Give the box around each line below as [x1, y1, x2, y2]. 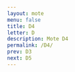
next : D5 [7, 55, 32, 62]
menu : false [7, 16, 41, 23]
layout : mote [7, 10, 44, 17]
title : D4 [7, 23, 35, 29]
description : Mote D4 [7, 36, 69, 43]
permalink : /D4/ [7, 42, 53, 49]
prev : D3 [7, 49, 32, 56]
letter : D [7, 29, 35, 36]
